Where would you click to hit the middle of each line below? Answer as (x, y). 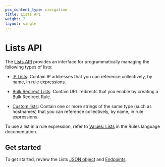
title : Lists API (23, 14)
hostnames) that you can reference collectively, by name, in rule (78, 111)
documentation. (21, 132)
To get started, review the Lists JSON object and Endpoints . (66, 159)
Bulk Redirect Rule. (31, 97)
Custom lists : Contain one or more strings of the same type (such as (82, 107)
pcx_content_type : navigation (36, 10)
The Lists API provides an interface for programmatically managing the (77, 62)
